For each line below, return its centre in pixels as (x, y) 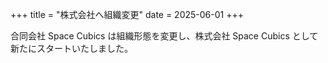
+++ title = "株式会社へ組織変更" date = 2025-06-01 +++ (127, 14)
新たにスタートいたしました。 (71, 48)
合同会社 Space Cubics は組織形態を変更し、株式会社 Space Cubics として (164, 36)
